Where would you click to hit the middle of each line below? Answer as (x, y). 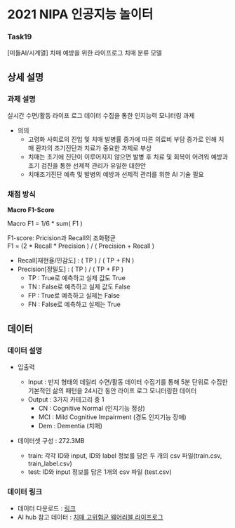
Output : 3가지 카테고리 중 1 (66, 400)
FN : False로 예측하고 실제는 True (74, 304)
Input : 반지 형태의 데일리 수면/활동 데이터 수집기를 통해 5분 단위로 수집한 (128, 382)
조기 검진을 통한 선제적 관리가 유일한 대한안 (87, 166)
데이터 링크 (25, 492)
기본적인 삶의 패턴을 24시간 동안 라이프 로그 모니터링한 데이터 (112, 391)
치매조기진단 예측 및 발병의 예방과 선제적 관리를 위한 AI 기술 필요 (116, 174)
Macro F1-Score (31, 210)
